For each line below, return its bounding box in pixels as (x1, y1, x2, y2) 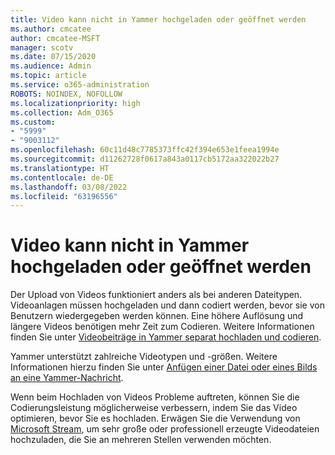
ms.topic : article (10, 71, 87, 81)
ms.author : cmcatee (10, 24, 92, 34)
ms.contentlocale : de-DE (10, 172, 114, 183)
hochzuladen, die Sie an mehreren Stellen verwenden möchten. (10, 434, 272, 446)
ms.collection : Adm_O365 (10, 107, 114, 118)
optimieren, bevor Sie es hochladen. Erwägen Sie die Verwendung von (10, 412, 301, 425)
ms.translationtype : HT (10, 163, 110, 173)
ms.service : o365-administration (10, 80, 150, 90)
